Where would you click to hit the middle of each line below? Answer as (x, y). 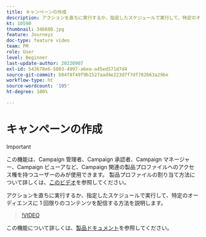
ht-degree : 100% (27, 92)
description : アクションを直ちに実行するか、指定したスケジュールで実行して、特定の (101, 18)
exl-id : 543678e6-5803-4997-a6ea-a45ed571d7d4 (67, 69)
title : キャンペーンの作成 (36, 12)
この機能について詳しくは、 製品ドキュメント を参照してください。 (90, 228)
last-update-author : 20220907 (45, 63)
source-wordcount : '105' (38, 86)
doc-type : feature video (38, 40)
